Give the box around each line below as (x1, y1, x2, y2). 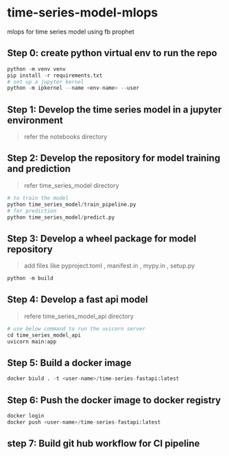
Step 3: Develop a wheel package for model (7, 232, 197, 244)
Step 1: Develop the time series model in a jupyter (7, 104, 222, 115)
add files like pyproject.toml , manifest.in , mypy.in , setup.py (23, 262, 195, 270)
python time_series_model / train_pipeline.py (7, 201, 136, 208)
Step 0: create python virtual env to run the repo (7, 47, 217, 59)
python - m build (7, 275, 53, 282)
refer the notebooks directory (23, 132, 108, 141)
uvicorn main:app (7, 338, 57, 345)
